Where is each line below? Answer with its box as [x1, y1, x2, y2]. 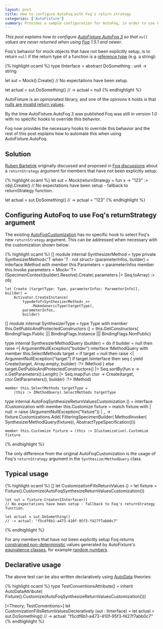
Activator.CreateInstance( [14, 295, 68, 300]
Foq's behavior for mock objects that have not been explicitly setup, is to [5, 49, 150, 54]
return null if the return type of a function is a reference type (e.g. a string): [5, 54, 157, 60]
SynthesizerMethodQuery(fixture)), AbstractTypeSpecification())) [5, 419, 136, 425]
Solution [5, 150, 31, 158]
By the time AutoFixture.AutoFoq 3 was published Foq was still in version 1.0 [5, 111, 158, 117]
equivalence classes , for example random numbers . [5, 546, 109, 552]
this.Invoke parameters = [5, 266, 55, 272]
